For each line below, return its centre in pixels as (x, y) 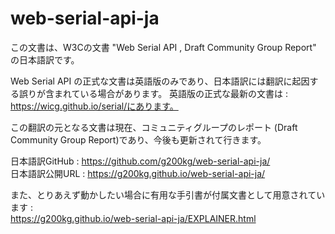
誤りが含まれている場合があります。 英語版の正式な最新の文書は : (153, 93)
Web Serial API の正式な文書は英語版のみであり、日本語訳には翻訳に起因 (160, 81)
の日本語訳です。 (45, 59)
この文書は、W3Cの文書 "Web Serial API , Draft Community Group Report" (163, 47)
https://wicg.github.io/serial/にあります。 (94, 106)
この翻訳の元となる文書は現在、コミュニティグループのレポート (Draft (154, 127)
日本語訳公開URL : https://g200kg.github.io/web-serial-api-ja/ (138, 173)
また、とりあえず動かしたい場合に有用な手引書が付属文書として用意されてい (168, 194)
